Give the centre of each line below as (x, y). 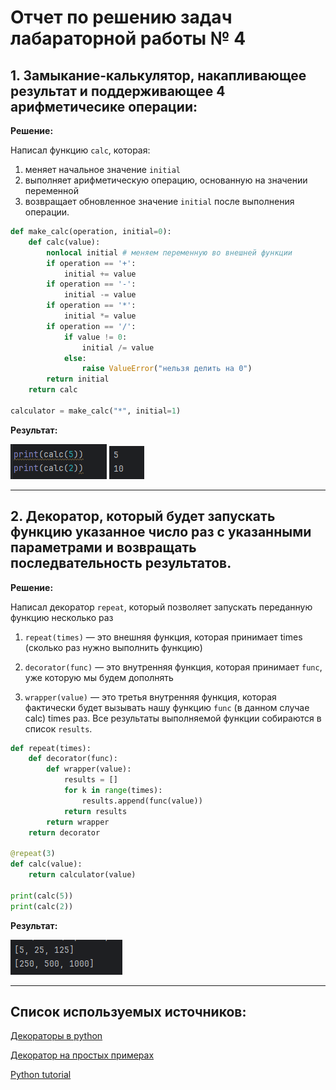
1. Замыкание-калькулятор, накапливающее (158, 75)
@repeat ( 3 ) (33, 854)
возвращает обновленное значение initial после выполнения (159, 201)
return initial (78, 379)
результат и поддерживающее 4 (118, 91)
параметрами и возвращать (103, 547)
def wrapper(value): (89, 769)
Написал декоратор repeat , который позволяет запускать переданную (161, 607)
